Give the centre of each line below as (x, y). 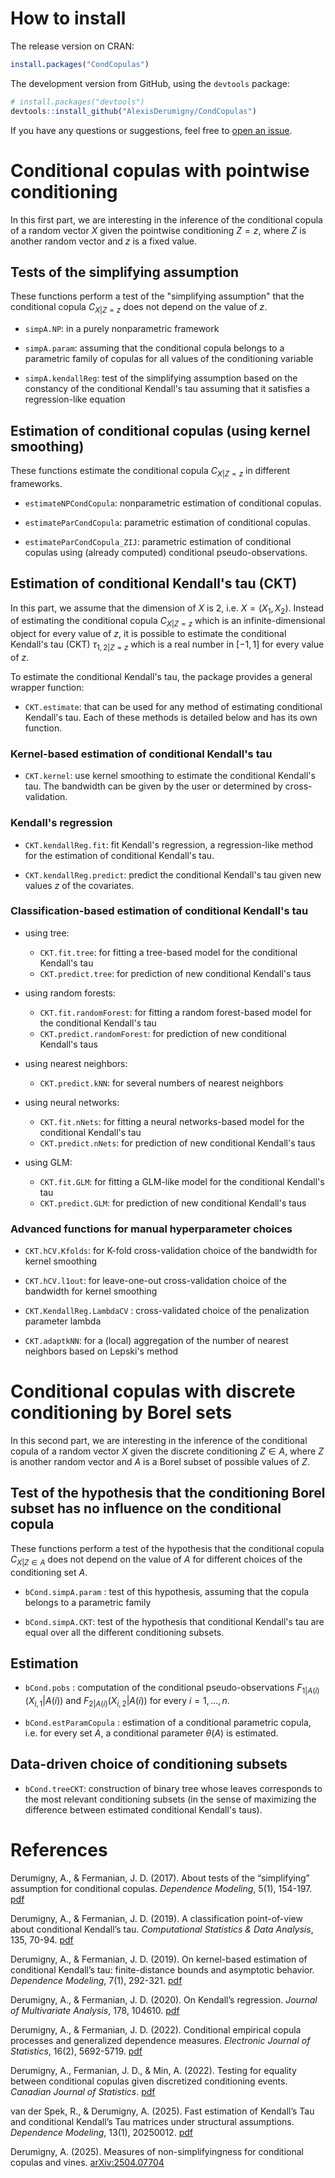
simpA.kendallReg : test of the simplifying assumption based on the (161, 378)
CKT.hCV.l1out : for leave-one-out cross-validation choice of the (156, 1281)
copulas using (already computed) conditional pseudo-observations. (166, 552)
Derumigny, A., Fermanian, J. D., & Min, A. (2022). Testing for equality (153, 2070)
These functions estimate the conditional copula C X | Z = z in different (150, 471)
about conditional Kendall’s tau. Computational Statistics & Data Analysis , (162, 1929)
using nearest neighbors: (76, 1063)
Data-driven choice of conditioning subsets (149, 1764)
